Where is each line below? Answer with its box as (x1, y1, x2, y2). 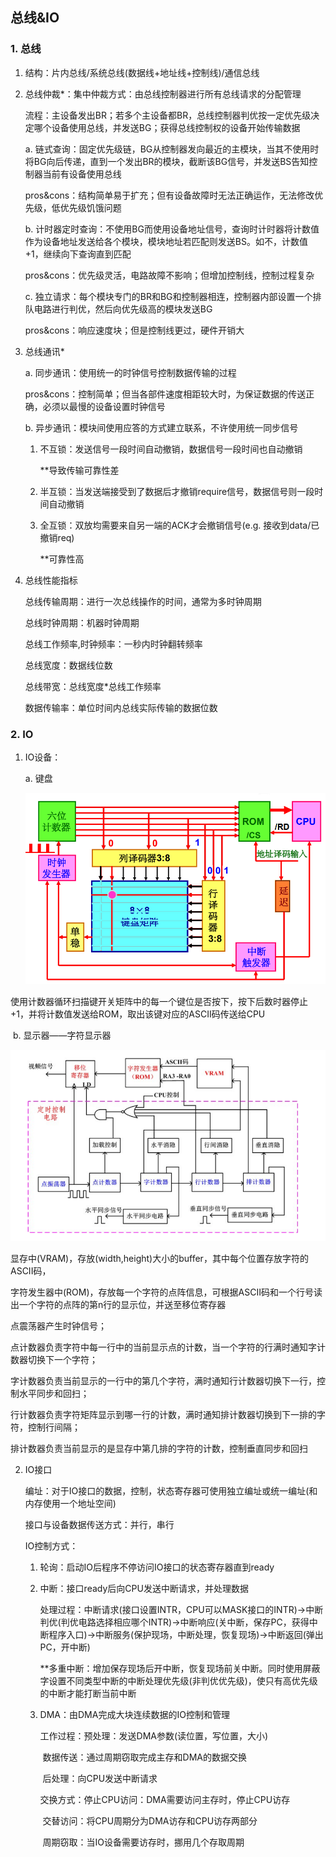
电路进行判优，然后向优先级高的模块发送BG (33, 303, 213, 315)
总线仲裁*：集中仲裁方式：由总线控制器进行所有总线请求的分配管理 (24, 88, 302, 100)
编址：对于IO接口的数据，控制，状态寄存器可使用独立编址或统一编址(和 (24, 1485, 318, 1497)
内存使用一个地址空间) (24, 1498, 117, 1510)
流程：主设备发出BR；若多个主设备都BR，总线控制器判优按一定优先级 (24, 109, 312, 121)
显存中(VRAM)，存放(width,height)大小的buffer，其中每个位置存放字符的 (10, 1253, 309, 1265)
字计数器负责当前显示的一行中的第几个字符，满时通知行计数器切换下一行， (10, 1375, 317, 1387)
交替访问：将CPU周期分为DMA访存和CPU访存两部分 (42, 1815, 258, 1827)
